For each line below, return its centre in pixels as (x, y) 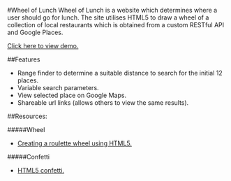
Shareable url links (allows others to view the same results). (103, 103)
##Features (24, 59)
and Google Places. (35, 32)
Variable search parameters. (58, 88)
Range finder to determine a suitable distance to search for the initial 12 (120, 73)
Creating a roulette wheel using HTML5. (75, 143)
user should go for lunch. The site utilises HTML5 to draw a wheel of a (108, 17)
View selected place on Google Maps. (72, 95)
